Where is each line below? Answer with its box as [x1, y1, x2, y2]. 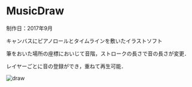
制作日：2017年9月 [6, 24, 53, 32]
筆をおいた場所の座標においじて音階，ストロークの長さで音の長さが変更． [6, 49, 190, 57]
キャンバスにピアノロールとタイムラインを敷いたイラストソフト [6, 37, 163, 44]
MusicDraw [6, 4, 65, 18]
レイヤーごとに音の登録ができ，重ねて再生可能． [6, 63, 127, 70]
